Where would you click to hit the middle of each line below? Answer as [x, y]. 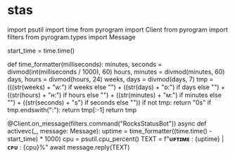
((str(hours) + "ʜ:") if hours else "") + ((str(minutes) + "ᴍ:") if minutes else [114, 95]
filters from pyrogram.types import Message [71, 37]
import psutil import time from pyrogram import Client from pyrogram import [118, 29]
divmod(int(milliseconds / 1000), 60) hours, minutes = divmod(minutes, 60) [116, 72]
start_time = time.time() [41, 51]
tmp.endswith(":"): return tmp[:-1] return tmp [72, 110]
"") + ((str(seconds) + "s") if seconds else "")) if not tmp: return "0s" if [109, 102]
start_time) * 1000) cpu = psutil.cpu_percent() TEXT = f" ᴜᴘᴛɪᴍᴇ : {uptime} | [116, 138]
